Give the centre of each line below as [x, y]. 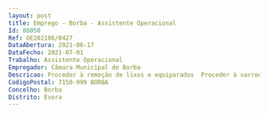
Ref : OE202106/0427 [41, 38]
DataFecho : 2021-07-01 [46, 53]
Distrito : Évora [35, 97]
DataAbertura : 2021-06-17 [51, 45]
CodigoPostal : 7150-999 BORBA [59, 82]
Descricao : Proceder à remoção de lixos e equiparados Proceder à [123, 75]
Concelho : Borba [35, 90]
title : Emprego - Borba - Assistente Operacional [93, 23]
